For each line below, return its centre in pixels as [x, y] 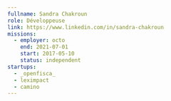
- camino [27, 87]
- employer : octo [40, 41]
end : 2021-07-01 [45, 47]
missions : [22, 34]
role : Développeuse [36, 21]
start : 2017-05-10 [47, 54]
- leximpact [32, 80]
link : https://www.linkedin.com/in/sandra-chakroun [85, 27]
